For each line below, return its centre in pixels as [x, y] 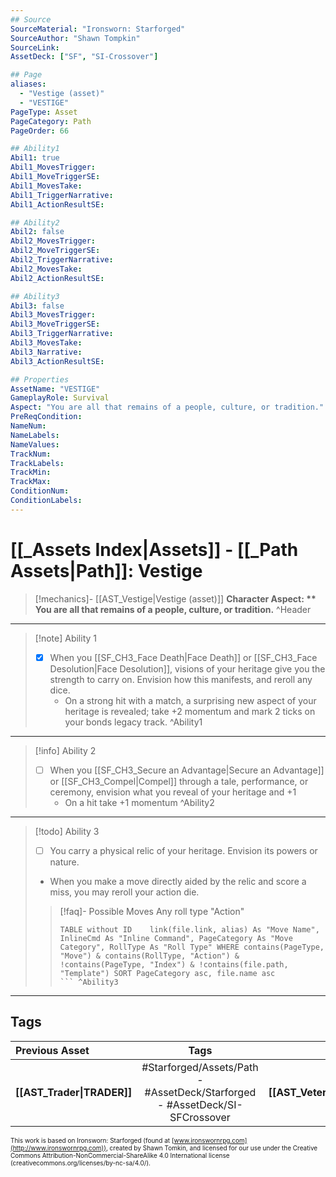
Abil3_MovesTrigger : [53, 315]
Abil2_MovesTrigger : [53, 241]
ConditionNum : [40, 491]
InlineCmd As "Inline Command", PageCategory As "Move [176, 938]
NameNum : [28, 426]
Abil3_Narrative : [46, 352]
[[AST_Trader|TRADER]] [74, 1092]
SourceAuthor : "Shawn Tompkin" [75, 38]
